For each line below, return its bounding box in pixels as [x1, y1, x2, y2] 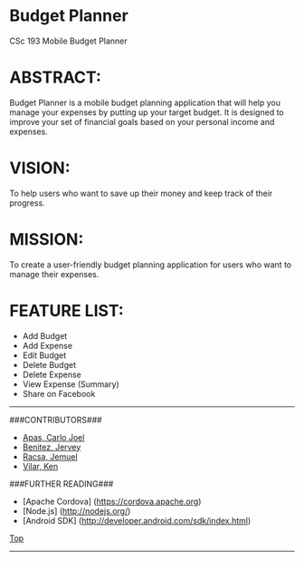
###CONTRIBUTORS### [9, 414, 102, 425]
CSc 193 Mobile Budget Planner [9, 35, 128, 46]
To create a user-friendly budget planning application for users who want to [9, 259, 292, 270]
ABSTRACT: [9, 67, 102, 88]
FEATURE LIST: [9, 300, 124, 321]
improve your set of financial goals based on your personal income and [9, 116, 275, 127]
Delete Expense [22, 369, 81, 380]
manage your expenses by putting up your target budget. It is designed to [9, 106, 284, 118]
